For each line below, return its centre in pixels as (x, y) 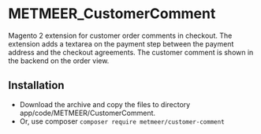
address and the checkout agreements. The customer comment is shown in (131, 52)
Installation (36, 86)
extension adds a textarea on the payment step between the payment (121, 43)
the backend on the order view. (59, 61)
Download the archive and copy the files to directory (105, 104)
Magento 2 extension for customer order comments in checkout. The (120, 35)
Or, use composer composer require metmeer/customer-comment (122, 121)
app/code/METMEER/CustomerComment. (88, 113)
